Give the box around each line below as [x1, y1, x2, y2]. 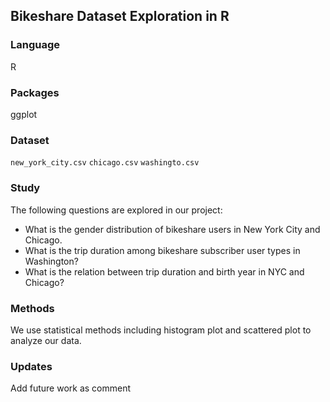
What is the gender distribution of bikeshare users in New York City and [24, 223, 321, 235]
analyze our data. [10, 334, 82, 346]
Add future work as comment [10, 382, 132, 394]
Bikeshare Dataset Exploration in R [10, 8, 230, 25]
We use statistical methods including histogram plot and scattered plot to [10, 324, 312, 336]
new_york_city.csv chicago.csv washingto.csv [10, 158, 200, 168]
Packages [10, 85, 60, 99]
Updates [10, 359, 53, 373]
